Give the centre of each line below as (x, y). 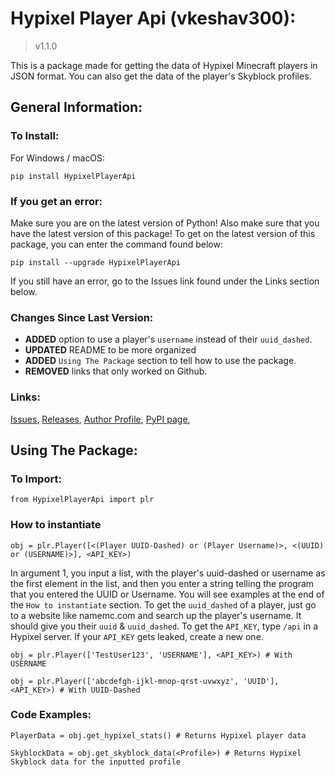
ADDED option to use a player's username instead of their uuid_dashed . (168, 339)
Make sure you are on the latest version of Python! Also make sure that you (165, 223)
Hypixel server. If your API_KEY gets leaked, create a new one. (137, 636)
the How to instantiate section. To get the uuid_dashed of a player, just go (163, 604)
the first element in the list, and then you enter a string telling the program (162, 583)
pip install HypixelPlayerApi (73, 176)
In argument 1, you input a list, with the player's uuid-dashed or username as (168, 573)
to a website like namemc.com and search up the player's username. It (156, 615)
